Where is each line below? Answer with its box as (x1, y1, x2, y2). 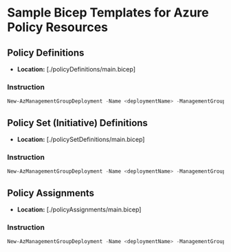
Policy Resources (7, 19, 109, 35)
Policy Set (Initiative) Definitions (7, 117, 148, 129)
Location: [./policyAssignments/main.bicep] (16, 205, 142, 213)
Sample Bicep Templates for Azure (7, 5, 209, 21)
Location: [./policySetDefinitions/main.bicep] (16, 135, 145, 143)
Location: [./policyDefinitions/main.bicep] (16, 65, 136, 73)
